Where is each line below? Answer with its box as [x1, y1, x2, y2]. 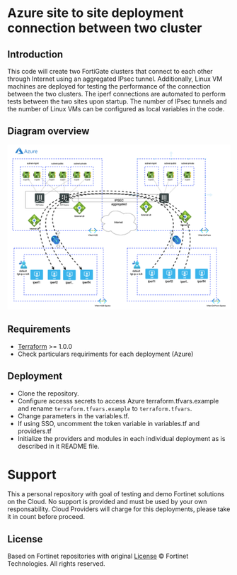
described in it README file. [17, 442, 100, 450]
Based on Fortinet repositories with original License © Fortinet [7, 552, 189, 561]
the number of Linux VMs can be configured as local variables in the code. [7, 105, 225, 113]
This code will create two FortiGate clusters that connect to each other [7, 67, 214, 75]
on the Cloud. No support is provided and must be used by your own [7, 498, 207, 506]
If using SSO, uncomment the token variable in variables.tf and [17, 419, 200, 428]
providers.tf [17, 427, 52, 435]
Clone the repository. [17, 389, 79, 398]
